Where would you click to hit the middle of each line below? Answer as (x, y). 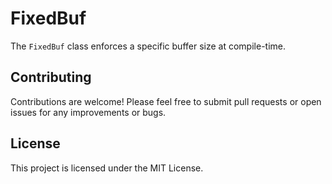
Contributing (51, 77)
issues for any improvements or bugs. (88, 112)
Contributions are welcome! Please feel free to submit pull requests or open (166, 101)
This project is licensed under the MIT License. (107, 168)
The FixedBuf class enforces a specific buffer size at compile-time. (148, 46)
